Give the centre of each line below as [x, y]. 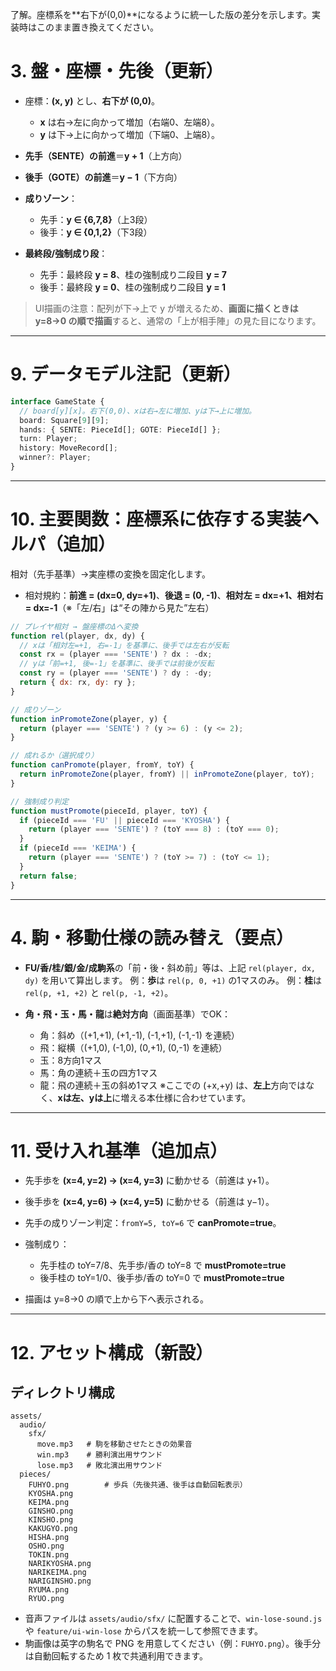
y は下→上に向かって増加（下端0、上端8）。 [130, 134]
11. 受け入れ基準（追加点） [119, 1150]
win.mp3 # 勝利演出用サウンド [99, 1455]
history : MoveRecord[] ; [68, 448]
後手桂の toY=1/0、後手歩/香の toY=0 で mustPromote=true [162, 1278]
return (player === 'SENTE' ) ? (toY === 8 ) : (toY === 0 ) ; [154, 829]
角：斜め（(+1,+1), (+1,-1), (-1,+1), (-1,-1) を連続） [139, 1035]
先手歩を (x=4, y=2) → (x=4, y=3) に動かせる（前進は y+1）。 [149, 1180]
